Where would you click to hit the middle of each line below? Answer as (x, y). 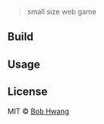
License (28, 92)
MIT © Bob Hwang (38, 111)
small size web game (62, 12)
